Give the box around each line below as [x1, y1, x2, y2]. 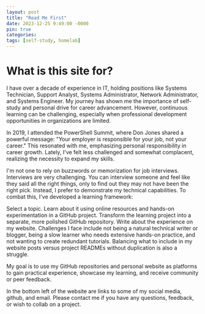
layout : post [6, 9, 40, 15]
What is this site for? [6, 64, 113, 78]
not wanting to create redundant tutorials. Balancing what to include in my [6, 237, 193, 245]
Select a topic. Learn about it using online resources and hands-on [6, 205, 174, 212]
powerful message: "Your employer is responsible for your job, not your [6, 135, 187, 143]
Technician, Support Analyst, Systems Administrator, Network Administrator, [6, 90, 199, 98]
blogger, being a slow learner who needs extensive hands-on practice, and [6, 231, 196, 238]
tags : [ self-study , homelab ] [6, 37, 81, 44]
